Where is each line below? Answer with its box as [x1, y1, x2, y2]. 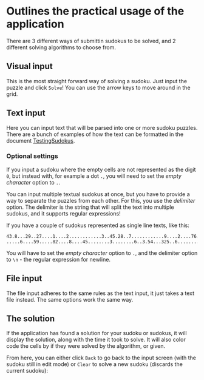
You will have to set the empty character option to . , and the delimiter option [6, 249, 198, 256]
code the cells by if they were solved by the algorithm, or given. [6, 342, 166, 350]
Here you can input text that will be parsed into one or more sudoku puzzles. [6, 124, 198, 131]
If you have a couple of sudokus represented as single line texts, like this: [6, 222, 189, 229]
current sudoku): [6, 367, 49, 375]
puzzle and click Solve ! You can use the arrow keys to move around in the [6, 84, 191, 91]
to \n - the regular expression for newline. [6, 256, 111, 263]
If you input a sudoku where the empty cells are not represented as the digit [6, 166, 196, 173]
